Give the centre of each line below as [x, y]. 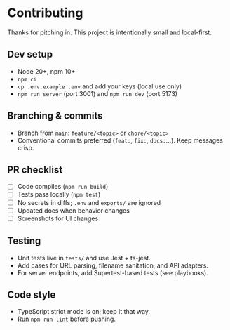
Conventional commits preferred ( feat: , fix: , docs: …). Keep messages [120, 140]
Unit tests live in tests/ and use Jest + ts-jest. [84, 258]
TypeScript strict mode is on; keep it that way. [84, 312]
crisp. [26, 147]
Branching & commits [55, 116]
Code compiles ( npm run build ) [63, 187]
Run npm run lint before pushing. [66, 319]
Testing [24, 241]
